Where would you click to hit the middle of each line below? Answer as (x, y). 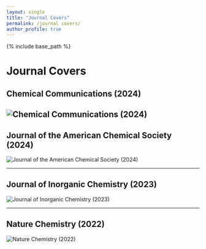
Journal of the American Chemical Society (89, 135)
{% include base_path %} (39, 46)
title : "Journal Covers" (38, 18)
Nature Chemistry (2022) (56, 224)
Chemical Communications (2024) (74, 93)
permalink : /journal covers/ (44, 23)
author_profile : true (34, 29)
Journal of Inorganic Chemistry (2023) (82, 184)
